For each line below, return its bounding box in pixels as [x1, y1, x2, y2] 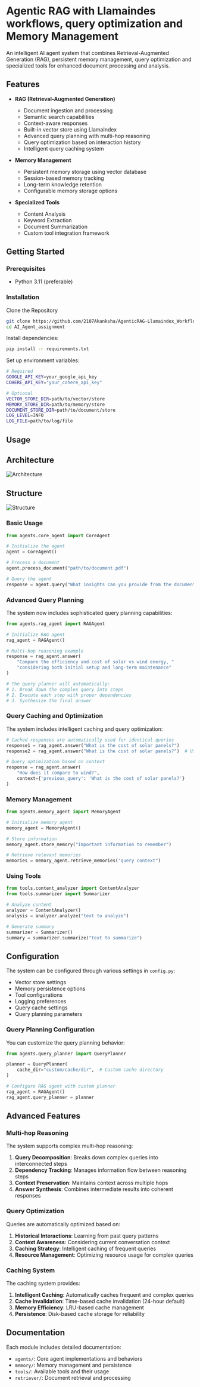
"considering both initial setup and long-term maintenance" [17, 665, 171, 670]
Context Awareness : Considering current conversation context [14, 1238, 170, 1245]
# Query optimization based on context [6, 759, 105, 765]
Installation [6, 293, 40, 301]
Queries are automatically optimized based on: [6, 1220, 121, 1227]
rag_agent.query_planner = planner [6, 1094, 95, 1100]
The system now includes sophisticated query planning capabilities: [6, 609, 173, 616]
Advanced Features [6, 1111, 81, 1121]
